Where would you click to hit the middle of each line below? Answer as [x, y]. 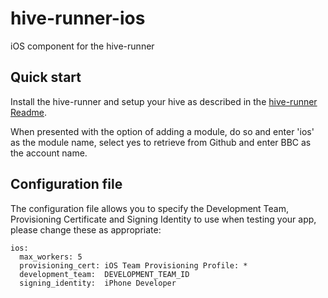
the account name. [49, 153]
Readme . [29, 112]
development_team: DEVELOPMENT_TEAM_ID [104, 274]
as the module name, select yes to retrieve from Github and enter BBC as [161, 142]
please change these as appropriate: [86, 229]
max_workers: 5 [51, 257]
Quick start [46, 77]
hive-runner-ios [78, 18]
